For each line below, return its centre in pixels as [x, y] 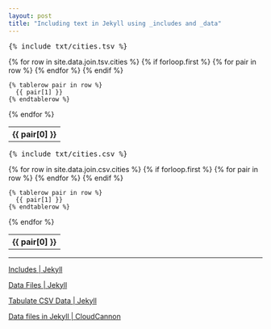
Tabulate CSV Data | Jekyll [52, 301]
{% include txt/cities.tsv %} [68, 46]
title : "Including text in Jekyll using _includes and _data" [115, 23]
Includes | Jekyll [35, 269]
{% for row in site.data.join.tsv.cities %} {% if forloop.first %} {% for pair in [132, 61]
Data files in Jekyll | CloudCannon [65, 316]
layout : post [30, 16]
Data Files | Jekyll [38, 285]
